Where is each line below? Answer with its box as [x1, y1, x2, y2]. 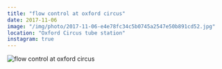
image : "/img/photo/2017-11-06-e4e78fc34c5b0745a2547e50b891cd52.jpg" [7, 23, 216, 30]
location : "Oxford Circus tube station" [7, 29, 126, 37]
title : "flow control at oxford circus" [7, 10, 126, 17]
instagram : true [7, 36, 54, 43]
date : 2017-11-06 [7, 17, 58, 23]
